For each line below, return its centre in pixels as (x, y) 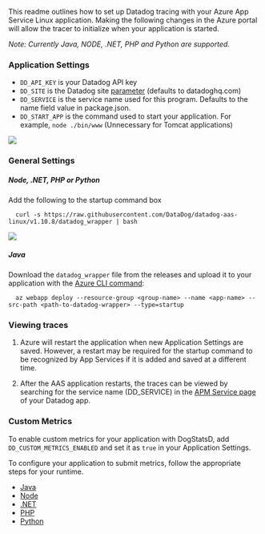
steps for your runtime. (46, 471)
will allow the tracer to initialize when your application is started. (114, 28)
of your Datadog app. (55, 401)
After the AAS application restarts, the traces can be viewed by (124, 383)
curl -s (28, 215)
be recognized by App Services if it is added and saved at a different (133, 359)
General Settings (42, 161)
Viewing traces (38, 326)
